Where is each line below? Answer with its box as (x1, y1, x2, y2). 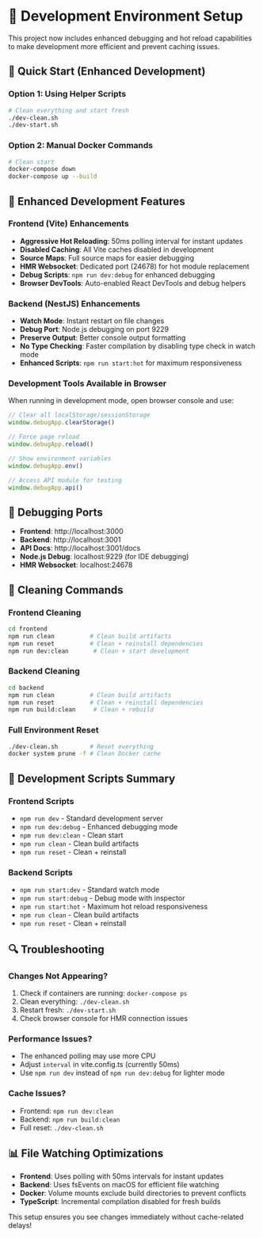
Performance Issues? (8, 1033, 93, 1044)
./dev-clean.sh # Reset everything (8, 742, 154, 751)
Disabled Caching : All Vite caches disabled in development (19, 245, 214, 254)
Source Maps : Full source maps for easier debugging (19, 253, 195, 262)
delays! (8, 1221, 32, 1230)
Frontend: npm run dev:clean (19, 1106, 114, 1115)
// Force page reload (8, 433, 80, 441)
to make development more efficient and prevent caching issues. (8, 41, 220, 51)
